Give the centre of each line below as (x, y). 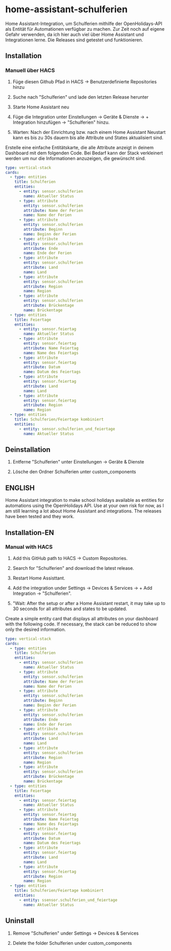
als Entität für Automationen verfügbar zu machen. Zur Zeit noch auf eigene (85, 29)
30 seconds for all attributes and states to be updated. (70, 609)
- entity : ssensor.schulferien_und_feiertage (68, 900)
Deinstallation (28, 449)
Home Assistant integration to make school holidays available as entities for (85, 500)
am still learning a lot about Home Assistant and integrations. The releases (83, 511)
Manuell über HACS (30, 71)
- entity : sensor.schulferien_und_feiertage (67, 429)
